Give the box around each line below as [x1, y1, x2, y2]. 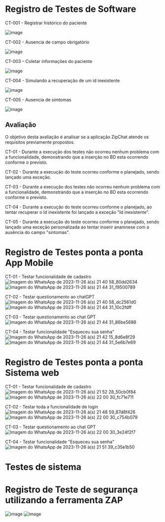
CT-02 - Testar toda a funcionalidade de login [5, 404, 98, 409]
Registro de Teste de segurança [5, 484, 138, 495]
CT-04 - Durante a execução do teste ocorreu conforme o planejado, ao [5, 204, 152, 210]
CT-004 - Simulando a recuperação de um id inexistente [5, 77, 120, 83]
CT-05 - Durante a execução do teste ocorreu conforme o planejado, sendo [5, 219, 160, 225]
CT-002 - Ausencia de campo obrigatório [5, 39, 90, 45]
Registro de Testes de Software [5, 3, 136, 15]
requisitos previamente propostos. [5, 139, 75, 145]
